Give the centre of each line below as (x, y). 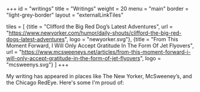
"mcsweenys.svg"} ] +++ (38, 65)
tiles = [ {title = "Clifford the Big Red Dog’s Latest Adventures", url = (89, 27)
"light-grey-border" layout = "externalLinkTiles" (65, 15)
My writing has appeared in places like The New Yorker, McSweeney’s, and (99, 76)
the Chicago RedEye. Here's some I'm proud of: (65, 82)
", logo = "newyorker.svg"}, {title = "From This (121, 39)
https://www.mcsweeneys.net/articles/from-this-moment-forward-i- (106, 52)
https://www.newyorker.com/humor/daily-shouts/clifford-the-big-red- (95, 33)
